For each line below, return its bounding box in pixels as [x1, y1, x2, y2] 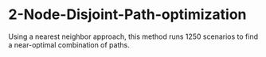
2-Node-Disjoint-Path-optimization [8, 6, 247, 24]
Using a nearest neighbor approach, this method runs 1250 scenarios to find [8, 32, 259, 41]
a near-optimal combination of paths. [8, 40, 130, 49]
